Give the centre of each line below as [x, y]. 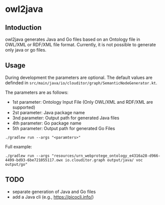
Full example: [19, 146]
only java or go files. [26, 50]
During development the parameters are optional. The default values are [79, 77]
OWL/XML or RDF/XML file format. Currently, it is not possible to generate [81, 45]
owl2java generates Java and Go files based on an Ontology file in [73, 39]
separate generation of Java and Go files [54, 192]
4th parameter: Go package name [47, 123]
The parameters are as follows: [37, 92]
